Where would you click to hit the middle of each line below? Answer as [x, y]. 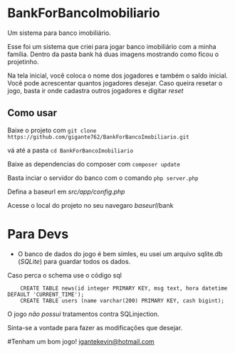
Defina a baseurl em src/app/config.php [66, 191]
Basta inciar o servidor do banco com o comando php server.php [103, 178]
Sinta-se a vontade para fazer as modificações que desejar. [95, 327]
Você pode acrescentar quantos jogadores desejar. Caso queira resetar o [115, 83]
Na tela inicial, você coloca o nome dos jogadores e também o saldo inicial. [117, 75]
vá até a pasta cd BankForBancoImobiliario [70, 150]
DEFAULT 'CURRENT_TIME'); [46, 294]
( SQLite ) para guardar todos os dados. [74, 261]
